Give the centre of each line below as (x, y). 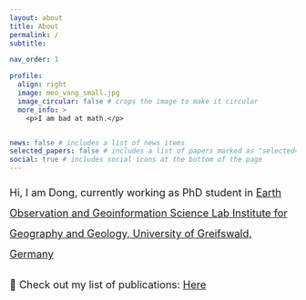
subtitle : (28, 43)
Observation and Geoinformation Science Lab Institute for (149, 213)
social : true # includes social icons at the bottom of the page (136, 160)
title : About (34, 26)
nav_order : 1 (34, 60)
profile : (26, 76)
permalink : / (34, 35)
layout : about (36, 18)
